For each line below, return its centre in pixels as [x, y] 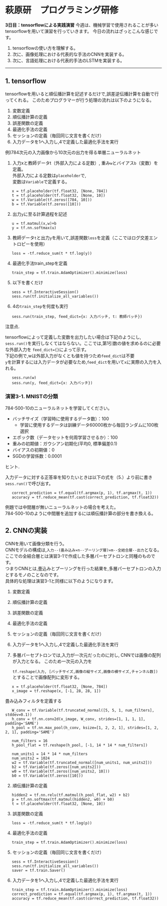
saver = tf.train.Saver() [39, 870]
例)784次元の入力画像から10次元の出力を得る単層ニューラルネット [73, 152]
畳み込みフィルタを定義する [34, 701]
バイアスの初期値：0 [33, 450]
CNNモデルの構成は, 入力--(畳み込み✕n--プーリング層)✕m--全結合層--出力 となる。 [83, 550]
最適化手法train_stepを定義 [40, 263]
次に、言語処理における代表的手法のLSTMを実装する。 [68, 60]
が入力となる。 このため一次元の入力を [52, 661]
